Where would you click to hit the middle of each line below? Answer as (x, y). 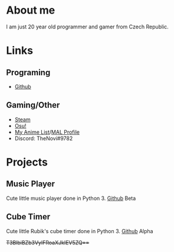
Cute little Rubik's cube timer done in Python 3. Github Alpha (80, 231)
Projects (27, 162)
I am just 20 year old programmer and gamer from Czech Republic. (88, 27)
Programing (28, 72)
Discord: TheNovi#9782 (44, 138)
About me (31, 10)
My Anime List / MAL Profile (47, 132)
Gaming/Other (33, 105)
